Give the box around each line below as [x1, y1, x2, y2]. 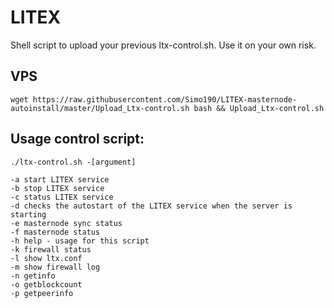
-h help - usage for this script [10, 236, 150, 246]
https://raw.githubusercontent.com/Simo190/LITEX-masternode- [32, 94, 298, 105]
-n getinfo [10, 271, 56, 281]
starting [10, 209, 47, 220]
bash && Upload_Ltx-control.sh [193, 103, 325, 113]
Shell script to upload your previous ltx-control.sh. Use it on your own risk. [10, 39, 317, 51]
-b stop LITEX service [10, 183, 105, 193]
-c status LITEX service [10, 192, 114, 202]
